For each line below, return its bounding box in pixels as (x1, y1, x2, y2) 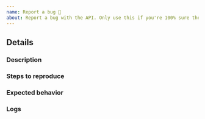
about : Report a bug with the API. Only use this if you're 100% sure (6, 15, 190, 21)
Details (6, 37, 34, 48)
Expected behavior (6, 88, 64, 96)
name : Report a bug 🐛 (6, 9, 62, 15)
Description (6, 56, 42, 64)
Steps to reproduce (6, 71, 65, 80)
